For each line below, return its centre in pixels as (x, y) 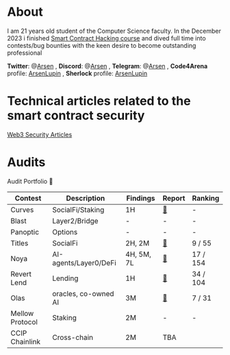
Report (174, 198)
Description (86, 198)
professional (25, 53)
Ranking (206, 198)
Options (65, 232)
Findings (141, 198)
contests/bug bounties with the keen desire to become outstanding (102, 45)
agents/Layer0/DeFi (84, 262)
